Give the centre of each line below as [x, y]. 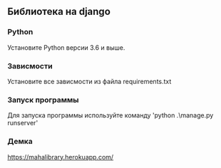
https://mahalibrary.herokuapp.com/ [61, 157]
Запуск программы [43, 100]
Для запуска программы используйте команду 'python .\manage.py [110, 115]
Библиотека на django [59, 12]
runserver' [23, 123]
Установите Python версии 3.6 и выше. [66, 47]
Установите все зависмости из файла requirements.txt [89, 81]
